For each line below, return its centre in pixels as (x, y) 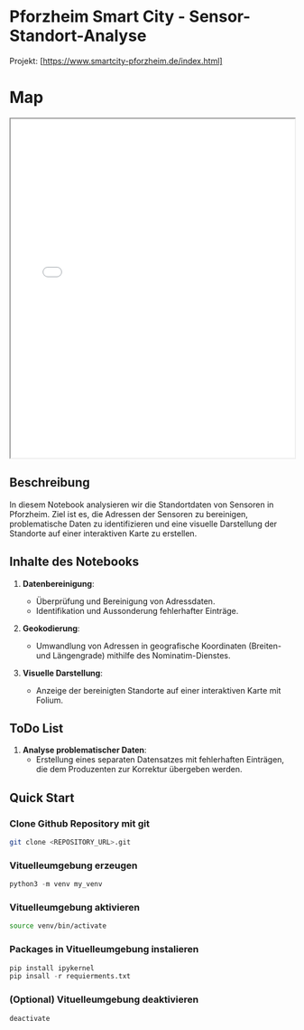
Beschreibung (50, 482)
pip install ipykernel (52, 968)
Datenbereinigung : (58, 583)
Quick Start (42, 798)
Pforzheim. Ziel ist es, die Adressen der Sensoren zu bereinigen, (129, 514)
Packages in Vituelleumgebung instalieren (104, 950)
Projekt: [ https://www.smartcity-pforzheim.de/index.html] (116, 61)
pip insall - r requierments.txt (70, 977)
